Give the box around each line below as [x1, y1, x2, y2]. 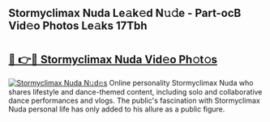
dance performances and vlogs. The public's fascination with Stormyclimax [8, 96, 261, 105]
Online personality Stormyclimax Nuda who [109, 78, 254, 87]
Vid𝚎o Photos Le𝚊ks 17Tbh [8, 19, 148, 33]
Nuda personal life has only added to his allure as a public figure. [8, 104, 225, 114]
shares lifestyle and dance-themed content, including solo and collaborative [8, 87, 263, 96]
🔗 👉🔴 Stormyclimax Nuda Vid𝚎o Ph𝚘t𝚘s [8, 53, 217, 66]
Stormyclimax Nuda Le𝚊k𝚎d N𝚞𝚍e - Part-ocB [8, 6, 242, 20]
